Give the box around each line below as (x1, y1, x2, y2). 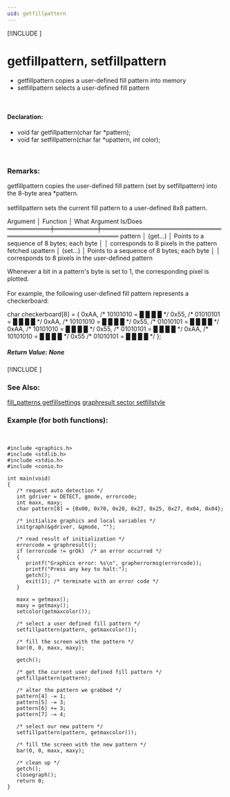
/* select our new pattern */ (16, 723, 104, 730)
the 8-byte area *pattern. (7, 189, 79, 198)
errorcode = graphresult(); (16, 541, 97, 548)
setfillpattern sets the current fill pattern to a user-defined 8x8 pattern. (7, 204, 208, 212)
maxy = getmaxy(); (16, 602, 70, 609)
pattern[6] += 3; (16, 704, 67, 712)
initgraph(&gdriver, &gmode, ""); (16, 523, 116, 530)
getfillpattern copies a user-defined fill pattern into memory (17, 76, 186, 84)
